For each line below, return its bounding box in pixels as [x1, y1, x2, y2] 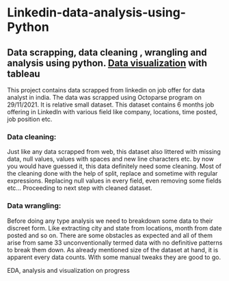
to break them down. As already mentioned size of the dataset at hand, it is [7, 245, 219, 254]
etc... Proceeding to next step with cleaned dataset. [7, 184, 152, 192]
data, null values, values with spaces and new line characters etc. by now [7, 155, 214, 163]
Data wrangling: [7, 201, 62, 211]
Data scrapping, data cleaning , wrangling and [7, 46, 207, 58]
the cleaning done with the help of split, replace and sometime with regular [7, 170, 218, 178]
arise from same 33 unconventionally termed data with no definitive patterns [7, 238, 223, 247]
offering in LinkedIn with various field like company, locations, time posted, [7, 108, 217, 116]
